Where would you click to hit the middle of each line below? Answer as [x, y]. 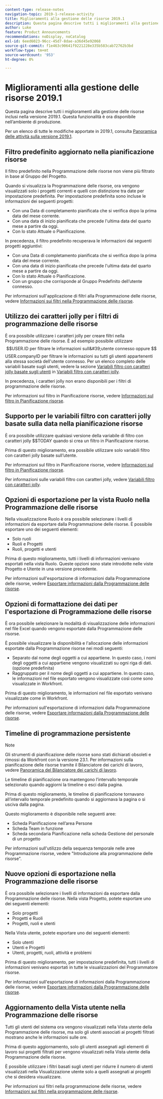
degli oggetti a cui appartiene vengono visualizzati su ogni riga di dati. [82, 663]
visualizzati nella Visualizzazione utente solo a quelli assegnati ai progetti [78, 1071]
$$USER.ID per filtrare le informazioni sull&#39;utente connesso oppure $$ [81, 348]
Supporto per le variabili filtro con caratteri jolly [78, 416]
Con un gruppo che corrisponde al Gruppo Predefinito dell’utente [77, 281]
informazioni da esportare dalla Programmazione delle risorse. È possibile [79, 524]
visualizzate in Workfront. [37, 684]
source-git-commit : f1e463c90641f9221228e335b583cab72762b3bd [69, 46]
